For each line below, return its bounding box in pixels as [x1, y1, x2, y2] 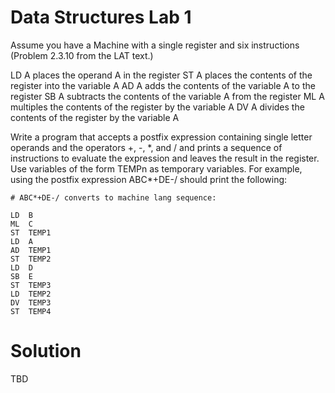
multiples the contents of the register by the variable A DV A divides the [10, 101, 305, 113]
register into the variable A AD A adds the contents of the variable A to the [10, 79, 316, 91]
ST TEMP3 [10, 280, 52, 290]
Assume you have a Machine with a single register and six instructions [10, 39, 300, 51]
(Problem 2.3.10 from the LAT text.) [10, 49, 154, 61]
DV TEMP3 [10, 297, 52, 308]
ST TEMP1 [10, 227, 52, 238]
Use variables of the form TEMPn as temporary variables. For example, [10, 162, 303, 175]
